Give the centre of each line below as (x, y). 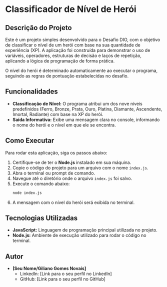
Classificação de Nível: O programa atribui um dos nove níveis (77, 103)
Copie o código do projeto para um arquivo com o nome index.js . (80, 167)
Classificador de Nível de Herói (71, 9)
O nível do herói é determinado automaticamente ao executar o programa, (81, 70)
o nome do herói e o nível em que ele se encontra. (64, 125)
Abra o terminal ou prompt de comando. (54, 173)
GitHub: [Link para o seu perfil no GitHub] (63, 279)
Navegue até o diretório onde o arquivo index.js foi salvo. (72, 178)
